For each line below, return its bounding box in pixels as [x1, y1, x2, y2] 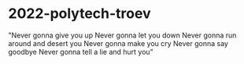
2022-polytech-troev [8, 5, 151, 23]
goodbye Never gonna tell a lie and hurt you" [8, 47, 153, 56]
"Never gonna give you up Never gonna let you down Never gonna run [8, 30, 237, 40]
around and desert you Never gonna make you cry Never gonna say [8, 38, 228, 48]
